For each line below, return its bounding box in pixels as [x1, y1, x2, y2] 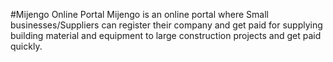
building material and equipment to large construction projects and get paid [10, 30, 322, 41]
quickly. [10, 40, 43, 52]
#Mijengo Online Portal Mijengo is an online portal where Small [10, 9, 269, 20]
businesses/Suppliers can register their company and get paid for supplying [10, 19, 323, 31]
